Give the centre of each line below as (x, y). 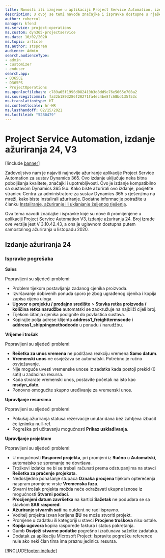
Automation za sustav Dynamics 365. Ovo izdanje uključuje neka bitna (76, 178)
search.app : (17, 74)
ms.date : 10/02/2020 (26, 37)
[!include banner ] (23, 163)
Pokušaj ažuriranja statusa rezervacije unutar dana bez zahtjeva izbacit (84, 419)
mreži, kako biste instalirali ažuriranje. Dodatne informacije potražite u (76, 199)
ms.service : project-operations (38, 28)
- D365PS (14, 83)
